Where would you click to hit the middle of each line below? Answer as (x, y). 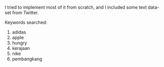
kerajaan (21, 48)
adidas (19, 32)
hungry (19, 43)
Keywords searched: (26, 22)
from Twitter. (25, 13)
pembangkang (27, 59)
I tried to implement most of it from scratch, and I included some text (76, 7)
